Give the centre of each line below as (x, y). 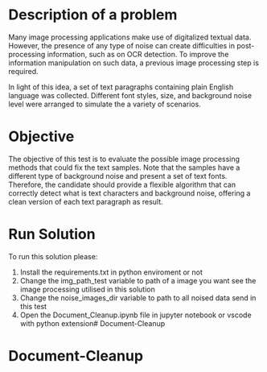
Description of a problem (93, 15)
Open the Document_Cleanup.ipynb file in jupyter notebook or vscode (136, 315)
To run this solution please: (53, 256)
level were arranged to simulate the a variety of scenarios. (105, 104)
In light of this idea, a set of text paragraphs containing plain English (121, 87)
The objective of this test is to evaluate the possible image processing (124, 159)
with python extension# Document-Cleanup (92, 323)
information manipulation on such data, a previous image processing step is (134, 63)
